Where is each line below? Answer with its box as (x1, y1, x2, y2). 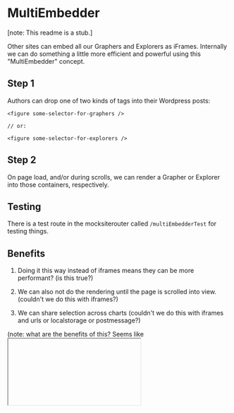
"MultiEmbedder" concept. (7, 57, 85, 65)
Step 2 (7, 154, 37, 166)
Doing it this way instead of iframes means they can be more (17, 267, 195, 275)
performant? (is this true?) (17, 274, 94, 282)
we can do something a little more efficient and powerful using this (7, 50, 201, 58)
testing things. (7, 227, 49, 235)
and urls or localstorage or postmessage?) (17, 316, 141, 325)
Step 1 (7, 78, 35, 90)
